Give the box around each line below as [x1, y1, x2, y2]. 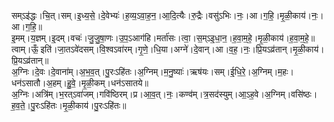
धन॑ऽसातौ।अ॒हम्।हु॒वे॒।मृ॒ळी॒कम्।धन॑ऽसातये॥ [11, 77, 149, 89]
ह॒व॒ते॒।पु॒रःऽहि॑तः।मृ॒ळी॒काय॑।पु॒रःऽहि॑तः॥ [11, 100, 127, 111]
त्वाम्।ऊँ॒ [11, 43, 39, 55]
